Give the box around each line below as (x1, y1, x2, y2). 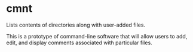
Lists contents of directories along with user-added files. (6, 21, 145, 28)
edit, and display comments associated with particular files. (6, 39, 152, 46)
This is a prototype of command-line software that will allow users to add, (6, 32, 188, 40)
